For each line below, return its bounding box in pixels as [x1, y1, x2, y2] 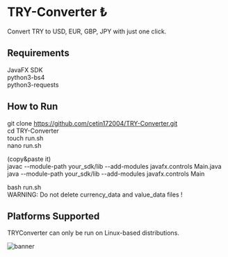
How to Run [7, 101, 58, 113]
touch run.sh [7, 133, 44, 142]
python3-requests [7, 81, 59, 89]
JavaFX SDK [7, 65, 43, 74]
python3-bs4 [7, 73, 45, 81]
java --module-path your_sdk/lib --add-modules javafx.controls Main [7, 169, 205, 178]
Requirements [7, 47, 70, 59]
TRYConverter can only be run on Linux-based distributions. [7, 229, 179, 237]
